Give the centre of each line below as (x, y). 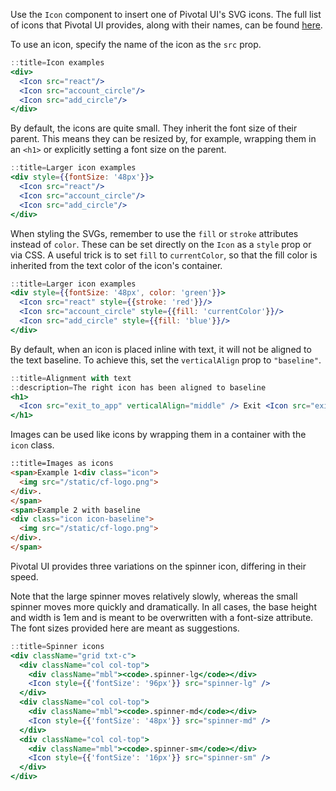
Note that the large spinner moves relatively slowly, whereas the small (154, 596)
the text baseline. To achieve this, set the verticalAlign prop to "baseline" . (166, 360)
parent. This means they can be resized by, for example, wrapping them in (163, 139)
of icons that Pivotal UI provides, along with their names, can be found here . (166, 25)
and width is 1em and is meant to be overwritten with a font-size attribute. (162, 617)
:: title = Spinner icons (57, 646)
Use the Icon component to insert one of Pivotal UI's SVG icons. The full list (166, 14)
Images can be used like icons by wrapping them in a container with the (158, 435)
